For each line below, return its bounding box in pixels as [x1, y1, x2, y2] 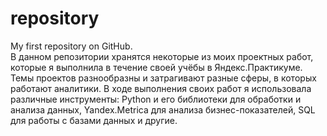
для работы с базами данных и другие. [10, 114, 178, 126]
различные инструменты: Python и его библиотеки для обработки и [10, 93, 302, 105]
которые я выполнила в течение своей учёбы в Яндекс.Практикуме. [10, 61, 303, 73]
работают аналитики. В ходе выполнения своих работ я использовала [10, 82, 312, 94]
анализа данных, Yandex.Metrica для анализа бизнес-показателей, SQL [10, 103, 316, 116]
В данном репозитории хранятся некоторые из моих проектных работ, [10, 50, 314, 62]
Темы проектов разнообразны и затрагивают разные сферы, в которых [10, 72, 317, 84]
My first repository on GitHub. [10, 40, 133, 52]
